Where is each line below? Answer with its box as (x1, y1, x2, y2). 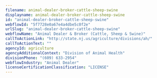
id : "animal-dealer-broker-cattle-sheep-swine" (5, 17, 109, 22)
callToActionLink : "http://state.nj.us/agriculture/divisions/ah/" (5, 36, 153, 42)
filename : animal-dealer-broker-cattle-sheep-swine (5, 7, 118, 13)
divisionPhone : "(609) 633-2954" (5, 55, 77, 61)
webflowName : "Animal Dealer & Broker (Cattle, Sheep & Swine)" (5, 31, 146, 36)
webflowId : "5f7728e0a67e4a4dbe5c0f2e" (5, 22, 91, 27)
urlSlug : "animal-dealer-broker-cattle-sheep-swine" (5, 27, 121, 32)
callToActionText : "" (5, 41, 52, 46)
